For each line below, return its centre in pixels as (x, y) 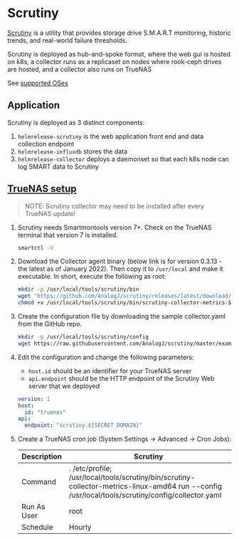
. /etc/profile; (90, 468)
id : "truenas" (45, 412)
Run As (33, 507)
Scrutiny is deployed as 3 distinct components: (76, 122)
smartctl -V (35, 248)
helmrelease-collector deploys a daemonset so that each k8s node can (123, 159)
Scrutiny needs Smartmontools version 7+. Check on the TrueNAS (115, 227)
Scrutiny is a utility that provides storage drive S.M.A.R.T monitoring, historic (119, 33)
